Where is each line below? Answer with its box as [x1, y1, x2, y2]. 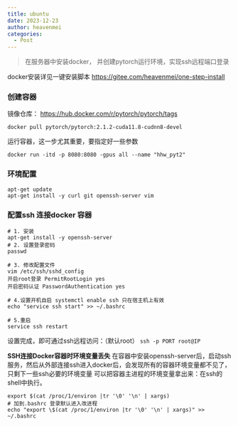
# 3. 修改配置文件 [7, 261, 55, 269]
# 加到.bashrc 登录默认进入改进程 [7, 400, 98, 407]
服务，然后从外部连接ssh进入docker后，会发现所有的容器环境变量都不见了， [7, 360, 231, 369]
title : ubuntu [7, 10, 50, 18]
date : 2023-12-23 [7, 17, 59, 24]
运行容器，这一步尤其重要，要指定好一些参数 [7, 137, 139, 146]
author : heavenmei [7, 24, 62, 31]
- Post [13, 37, 33, 44]
